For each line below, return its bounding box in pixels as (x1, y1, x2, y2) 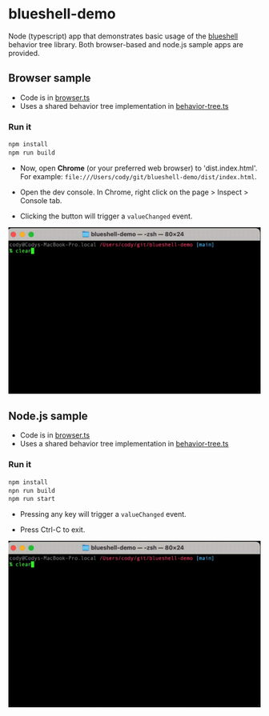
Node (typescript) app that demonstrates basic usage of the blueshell (8, 31, 239, 41)
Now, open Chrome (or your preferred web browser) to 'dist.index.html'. (19, 163, 258, 173)
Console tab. (19, 195, 62, 205)
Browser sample (8, 71, 91, 85)
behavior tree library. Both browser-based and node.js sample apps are (8, 39, 244, 49)
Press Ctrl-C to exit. (19, 525, 86, 534)
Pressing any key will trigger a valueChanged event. (19, 510, 187, 519)
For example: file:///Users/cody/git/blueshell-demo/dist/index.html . (19, 171, 258, 181)
